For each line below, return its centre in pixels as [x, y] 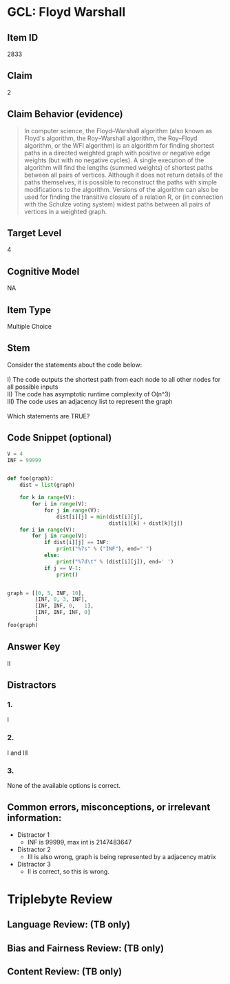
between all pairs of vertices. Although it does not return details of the [124, 175]
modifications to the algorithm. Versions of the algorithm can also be [121, 189]
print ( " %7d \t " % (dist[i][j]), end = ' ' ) [115, 561]
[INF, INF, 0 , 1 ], [64, 606]
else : [52, 556]
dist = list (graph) [48, 485]
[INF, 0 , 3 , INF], [61, 599]
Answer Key [34, 647]
